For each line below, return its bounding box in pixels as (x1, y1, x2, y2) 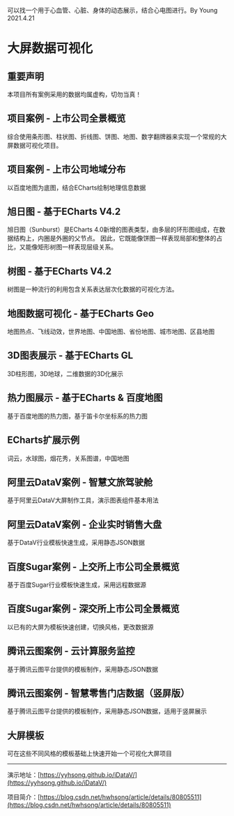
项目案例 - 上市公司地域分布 (7, 163, 126, 176)
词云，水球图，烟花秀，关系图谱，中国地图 (7, 454, 130, 462)
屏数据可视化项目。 (7, 141, 63, 149)
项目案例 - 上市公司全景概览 (7, 112, 126, 124)
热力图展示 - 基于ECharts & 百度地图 (7, 392, 163, 404)
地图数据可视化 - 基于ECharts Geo (7, 308, 155, 319)
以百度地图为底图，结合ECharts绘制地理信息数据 (7, 183, 146, 192)
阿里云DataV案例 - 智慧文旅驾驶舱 (7, 476, 153, 488)
